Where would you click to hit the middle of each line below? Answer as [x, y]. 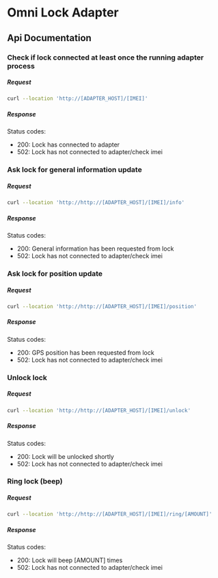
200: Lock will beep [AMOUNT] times [70, 560]
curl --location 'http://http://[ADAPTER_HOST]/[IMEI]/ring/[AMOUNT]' [110, 514]
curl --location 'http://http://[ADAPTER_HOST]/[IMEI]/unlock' [99, 410]
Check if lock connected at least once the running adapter [105, 58]
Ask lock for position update [55, 273]
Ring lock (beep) [35, 481]
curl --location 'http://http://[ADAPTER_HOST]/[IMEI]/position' [102, 306]
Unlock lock [27, 377]
